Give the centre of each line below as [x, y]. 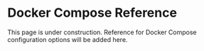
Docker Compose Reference [92, 13]
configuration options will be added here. [68, 39]
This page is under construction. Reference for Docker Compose [102, 32]
